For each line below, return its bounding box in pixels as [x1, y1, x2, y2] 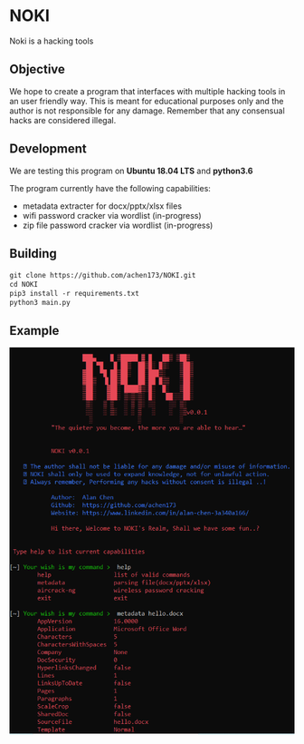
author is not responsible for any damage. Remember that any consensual [9, 105, 285, 116]
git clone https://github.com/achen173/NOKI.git [9, 271, 196, 280]
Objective [9, 62, 66, 77]
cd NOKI [9, 280, 39, 289]
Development [9, 142, 88, 157]
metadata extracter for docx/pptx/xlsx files [22, 201, 183, 211]
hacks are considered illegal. [9, 114, 117, 125]
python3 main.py [9, 299, 71, 308]
